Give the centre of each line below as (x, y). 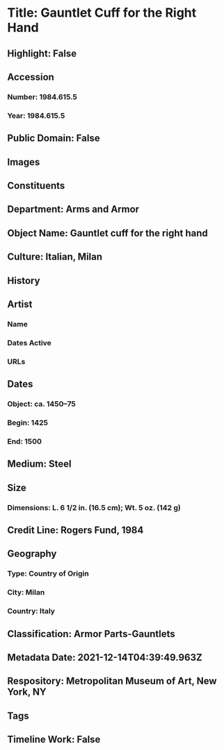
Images (24, 162)
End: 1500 (25, 441)
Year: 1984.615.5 (36, 115)
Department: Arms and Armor (73, 210)
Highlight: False (42, 53)
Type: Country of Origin (48, 573)
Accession (31, 77)
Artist (20, 304)
